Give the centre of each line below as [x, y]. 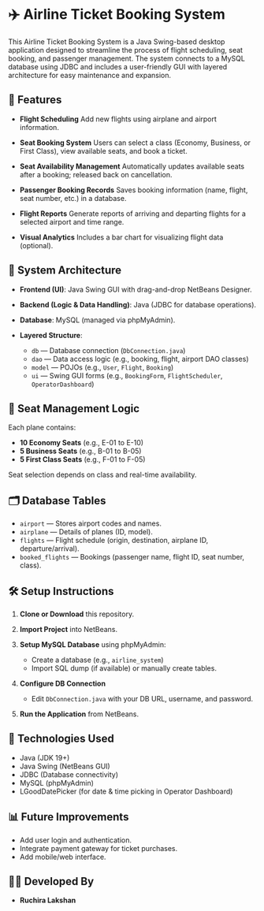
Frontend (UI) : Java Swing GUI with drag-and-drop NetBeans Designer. [136, 289]
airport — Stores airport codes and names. [90, 523]
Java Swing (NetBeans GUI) [65, 766]
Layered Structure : [51, 335]
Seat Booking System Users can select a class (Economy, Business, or [135, 143]
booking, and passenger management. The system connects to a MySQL [127, 58]
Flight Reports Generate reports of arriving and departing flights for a [133, 214]
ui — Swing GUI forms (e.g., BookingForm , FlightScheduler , [127, 375]
